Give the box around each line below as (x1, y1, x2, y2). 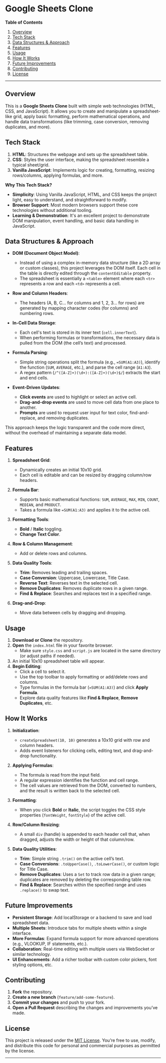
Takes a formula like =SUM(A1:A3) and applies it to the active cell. (19, 507, 151, 513)
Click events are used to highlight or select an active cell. (19, 394, 137, 400)
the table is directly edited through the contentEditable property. (19, 270, 152, 276)
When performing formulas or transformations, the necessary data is (19, 335, 160, 341)
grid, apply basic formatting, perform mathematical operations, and (13, 113, 150, 119)
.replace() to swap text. (19, 887, 70, 893)
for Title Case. (19, 866, 49, 872)
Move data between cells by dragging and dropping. (19, 610, 126, 616)
